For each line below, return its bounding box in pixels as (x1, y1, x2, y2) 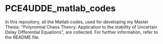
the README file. (5, 34, 40, 40)
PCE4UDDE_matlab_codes (5, 3, 116, 14)
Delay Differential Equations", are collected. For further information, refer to (5, 29, 158, 35)
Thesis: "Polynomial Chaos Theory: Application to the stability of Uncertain (5, 24, 158, 29)
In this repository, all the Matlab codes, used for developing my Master (5, 19, 149, 25)
